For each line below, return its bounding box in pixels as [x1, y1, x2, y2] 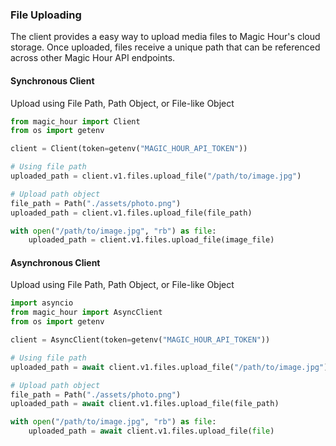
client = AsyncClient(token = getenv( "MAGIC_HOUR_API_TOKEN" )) [10, 335, 271, 345]
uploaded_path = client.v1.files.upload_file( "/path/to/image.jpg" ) [10, 171, 302, 181]
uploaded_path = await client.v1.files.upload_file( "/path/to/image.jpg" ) [10, 362, 329, 372]
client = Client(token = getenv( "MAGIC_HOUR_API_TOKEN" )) [10, 144, 248, 154]
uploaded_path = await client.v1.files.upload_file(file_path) [10, 399, 280, 409]
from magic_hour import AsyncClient [10, 308, 163, 318]
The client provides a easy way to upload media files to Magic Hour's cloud [10, 31, 321, 43]
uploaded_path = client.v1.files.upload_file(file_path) [10, 208, 253, 218]
